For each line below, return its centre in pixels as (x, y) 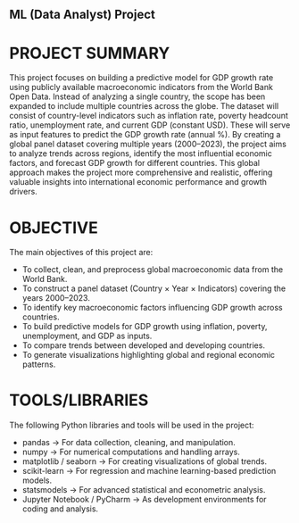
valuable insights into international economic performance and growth (138, 182)
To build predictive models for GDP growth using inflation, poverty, (145, 327)
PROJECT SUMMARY (90, 53)
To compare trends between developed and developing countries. (144, 345)
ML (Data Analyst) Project (83, 15)
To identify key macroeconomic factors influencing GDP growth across (152, 308)
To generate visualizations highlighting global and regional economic (148, 355)
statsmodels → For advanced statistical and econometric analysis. (144, 490)
